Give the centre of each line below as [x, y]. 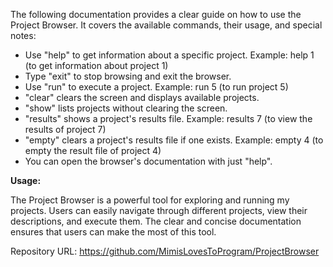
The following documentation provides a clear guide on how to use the [156, 14]
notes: [23, 35]
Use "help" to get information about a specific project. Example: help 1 [169, 55]
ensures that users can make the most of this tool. [113, 232]
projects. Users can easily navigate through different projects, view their [159, 210]
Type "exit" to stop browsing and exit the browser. [128, 76]
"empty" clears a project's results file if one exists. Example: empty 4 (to [174, 140]
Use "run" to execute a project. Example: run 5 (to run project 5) [156, 87]
